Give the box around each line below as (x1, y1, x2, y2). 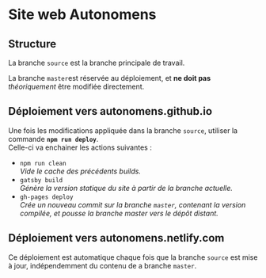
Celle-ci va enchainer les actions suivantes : (8, 143, 152, 152)
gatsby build (19, 176, 63, 184)
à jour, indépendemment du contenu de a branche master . (8, 261, 197, 270)
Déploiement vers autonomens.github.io (8, 105, 212, 118)
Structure (8, 37, 57, 51)
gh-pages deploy (19, 192, 74, 201)
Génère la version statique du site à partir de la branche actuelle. (19, 183, 234, 192)
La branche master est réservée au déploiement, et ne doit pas (8, 74, 211, 82)
